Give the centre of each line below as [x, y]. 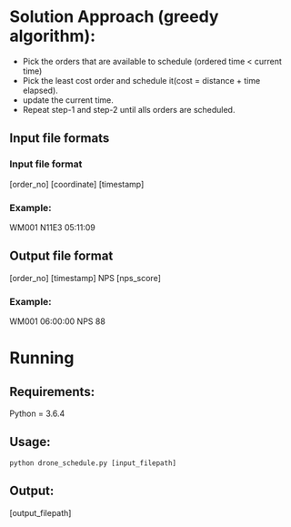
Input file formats [60, 138]
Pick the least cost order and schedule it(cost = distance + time [141, 80]
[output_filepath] [40, 512]
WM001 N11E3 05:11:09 [52, 227]
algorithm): [53, 36]
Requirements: [52, 392]
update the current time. [68, 100]
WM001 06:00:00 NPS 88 [58, 321]
